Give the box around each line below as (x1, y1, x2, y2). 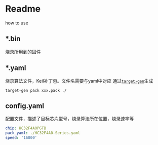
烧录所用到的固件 (5, 49, 41, 55)
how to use (5, 20, 29, 26)
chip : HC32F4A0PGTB (5, 126, 47, 131)
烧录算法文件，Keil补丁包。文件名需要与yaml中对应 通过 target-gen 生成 (5, 78, 153, 84)
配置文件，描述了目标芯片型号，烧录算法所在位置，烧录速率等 (5, 116, 134, 122)
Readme (5, 3, 41, 15)
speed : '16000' (5, 135, 37, 140)
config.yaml (5, 101, 45, 110)
